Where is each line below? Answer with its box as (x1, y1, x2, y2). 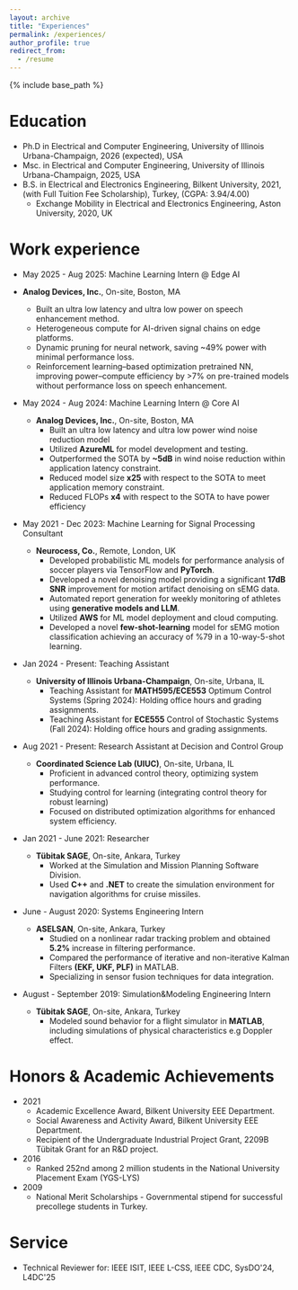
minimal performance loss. (35, 351, 135, 362)
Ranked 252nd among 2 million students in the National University (35, 1162, 280, 1173)
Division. (48, 869, 82, 880)
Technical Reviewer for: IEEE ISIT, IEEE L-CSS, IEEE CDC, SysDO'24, (22, 1262, 275, 1273)
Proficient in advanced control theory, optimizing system (48, 768, 259, 778)
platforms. (35, 332, 74, 343)
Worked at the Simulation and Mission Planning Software (48, 859, 259, 870)
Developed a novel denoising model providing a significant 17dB (48, 574, 286, 584)
